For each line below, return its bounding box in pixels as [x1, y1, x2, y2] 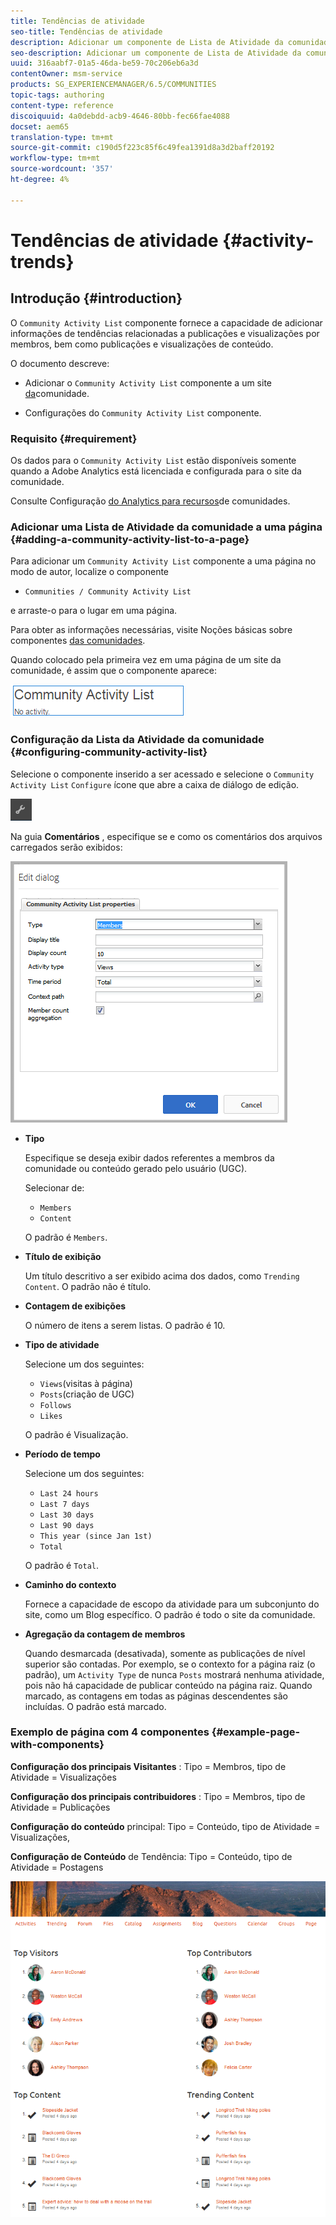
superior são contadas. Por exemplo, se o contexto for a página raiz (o [24, 1658, 316, 1670]
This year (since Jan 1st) [39, 1531, 153, 1541]
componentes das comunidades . [10, 635, 146, 647]
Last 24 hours [39, 1488, 99, 1499]
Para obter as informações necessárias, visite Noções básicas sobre [10, 624, 293, 636]
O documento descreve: [10, 357, 110, 369]
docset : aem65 [10, 121, 70, 132]
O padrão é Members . [24, 1231, 108, 1243]
